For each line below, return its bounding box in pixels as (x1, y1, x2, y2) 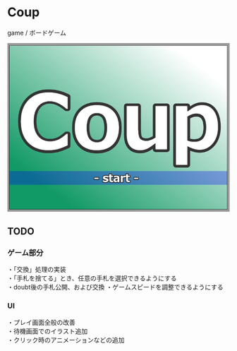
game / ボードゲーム (7, 28, 67, 37)
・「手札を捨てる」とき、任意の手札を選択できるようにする (7, 274, 177, 282)
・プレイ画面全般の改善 (7, 318, 75, 326)
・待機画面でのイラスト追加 (7, 326, 88, 335)
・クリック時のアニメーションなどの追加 (7, 335, 125, 344)
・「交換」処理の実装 (7, 266, 66, 274)
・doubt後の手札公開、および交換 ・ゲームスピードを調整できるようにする (7, 283, 224, 292)
